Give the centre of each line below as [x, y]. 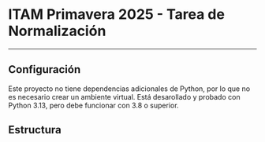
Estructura [35, 130]
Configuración [45, 69]
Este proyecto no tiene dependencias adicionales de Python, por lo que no [129, 89]
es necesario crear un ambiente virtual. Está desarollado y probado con [124, 96]
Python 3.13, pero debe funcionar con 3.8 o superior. [93, 105]
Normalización [57, 31]
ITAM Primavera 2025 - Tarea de [116, 15]
